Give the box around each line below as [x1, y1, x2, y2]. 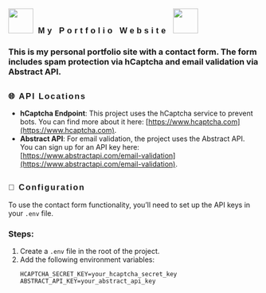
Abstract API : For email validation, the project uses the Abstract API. [19, 134, 245, 143]
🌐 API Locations [8, 91, 87, 101]
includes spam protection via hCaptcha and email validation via [8, 57, 259, 68]
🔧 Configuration [8, 182, 86, 193]
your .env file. [8, 208, 54, 218]
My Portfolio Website [37, 25, 169, 36]
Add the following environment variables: [19, 255, 155, 264]
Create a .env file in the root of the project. [19, 246, 160, 256]
